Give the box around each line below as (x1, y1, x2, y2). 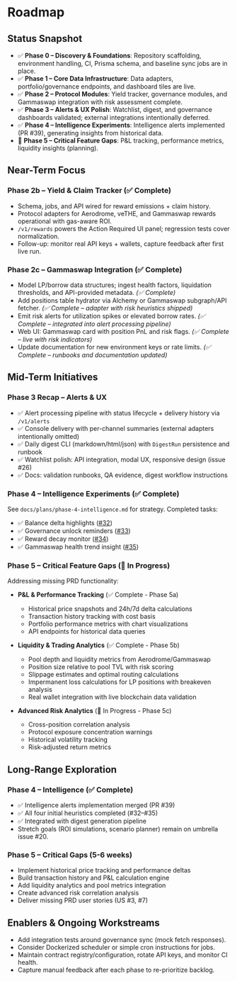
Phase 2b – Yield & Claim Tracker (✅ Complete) (7, 186, 172, 196)
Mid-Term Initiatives (7, 371, 98, 383)
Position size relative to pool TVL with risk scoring (28, 663, 174, 671)
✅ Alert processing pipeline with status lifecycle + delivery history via (17, 408, 221, 417)
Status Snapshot (7, 33, 83, 45)
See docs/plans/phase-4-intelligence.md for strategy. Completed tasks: (7, 505, 218, 513)
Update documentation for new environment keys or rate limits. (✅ (17, 342, 212, 351)
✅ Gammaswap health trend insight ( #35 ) (17, 542, 139, 551)
